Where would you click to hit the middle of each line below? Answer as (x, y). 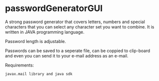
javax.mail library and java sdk (39, 74)
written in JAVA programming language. (45, 32)
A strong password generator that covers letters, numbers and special (75, 22)
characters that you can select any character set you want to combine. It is (79, 27)
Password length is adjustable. (36, 41)
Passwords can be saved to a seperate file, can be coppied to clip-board (78, 51)
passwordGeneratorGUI (54, 8)
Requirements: (19, 65)
